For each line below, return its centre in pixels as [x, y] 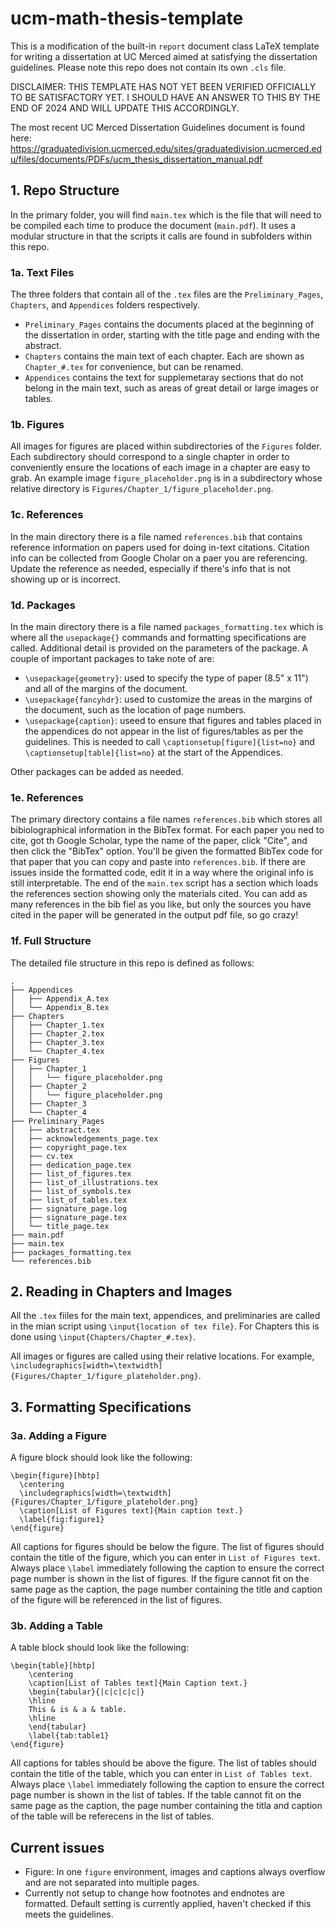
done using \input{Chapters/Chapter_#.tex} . [103, 1337]
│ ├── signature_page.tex [69, 1217]
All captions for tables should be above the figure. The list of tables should [163, 1763]
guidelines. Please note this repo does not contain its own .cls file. [148, 67]
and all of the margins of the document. [106, 688]
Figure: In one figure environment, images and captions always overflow [175, 1872]
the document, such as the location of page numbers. [135, 709]
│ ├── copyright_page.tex [69, 1147]
